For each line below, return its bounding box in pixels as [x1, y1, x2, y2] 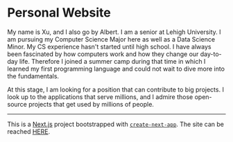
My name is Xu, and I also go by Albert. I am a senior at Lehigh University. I [7, 28, 221, 36]
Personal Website [7, 5, 111, 21]
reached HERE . [7, 127, 51, 136]
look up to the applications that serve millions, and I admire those [7, 92, 193, 101]
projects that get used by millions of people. [28, 100, 155, 108]
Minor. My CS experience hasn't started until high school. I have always [7, 42, 212, 51]
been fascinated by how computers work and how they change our [7, 50, 199, 58]
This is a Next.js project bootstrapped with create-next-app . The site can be [7, 120, 224, 128]
